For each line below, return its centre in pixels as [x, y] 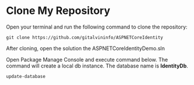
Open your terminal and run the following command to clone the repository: [97, 27]
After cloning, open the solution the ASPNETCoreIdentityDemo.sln [86, 48]
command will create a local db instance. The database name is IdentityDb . [97, 66]
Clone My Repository [58, 11]
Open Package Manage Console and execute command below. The [87, 59]
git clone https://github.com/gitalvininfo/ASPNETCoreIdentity [85, 37]
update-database [26, 76]
